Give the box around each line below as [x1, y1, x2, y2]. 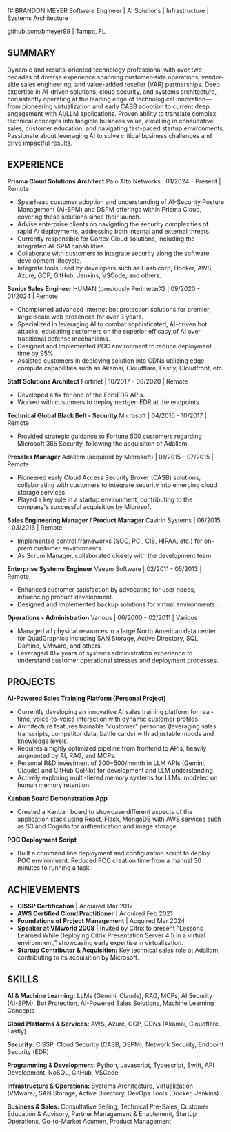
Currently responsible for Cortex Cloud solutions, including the [17, 235, 195, 243]
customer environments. [33, 544, 103, 552]
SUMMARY [7, 47, 57, 59]
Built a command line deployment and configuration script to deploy [17, 849, 210, 857]
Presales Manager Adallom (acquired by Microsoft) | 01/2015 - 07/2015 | [7, 453, 214, 461]
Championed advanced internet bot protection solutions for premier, [17, 305, 212, 313]
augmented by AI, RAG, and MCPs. [17, 752, 117, 760]
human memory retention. [17, 781, 91, 789]
